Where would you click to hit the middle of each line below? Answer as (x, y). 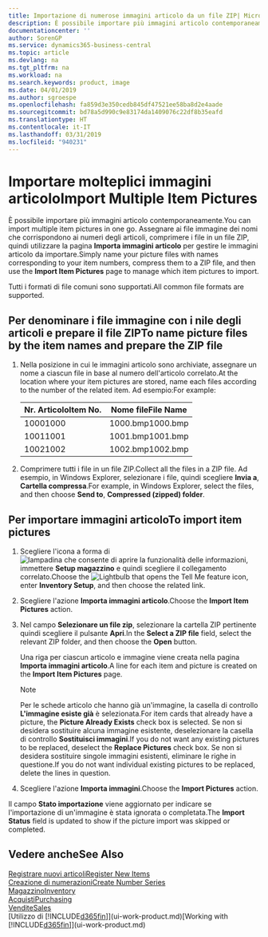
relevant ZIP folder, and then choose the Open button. (108, 642)
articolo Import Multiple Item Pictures (133, 199)
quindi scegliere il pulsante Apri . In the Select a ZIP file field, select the (136, 633)
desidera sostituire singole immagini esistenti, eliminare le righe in (128, 756)
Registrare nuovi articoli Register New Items (79, 873)
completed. (27, 830)
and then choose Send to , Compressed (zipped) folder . (112, 494)
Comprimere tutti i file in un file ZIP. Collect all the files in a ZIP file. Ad (134, 469)
